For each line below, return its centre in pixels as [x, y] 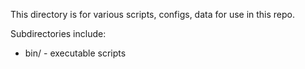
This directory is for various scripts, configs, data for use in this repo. [153, 14]
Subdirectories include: [58, 33]
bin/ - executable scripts [75, 53]
